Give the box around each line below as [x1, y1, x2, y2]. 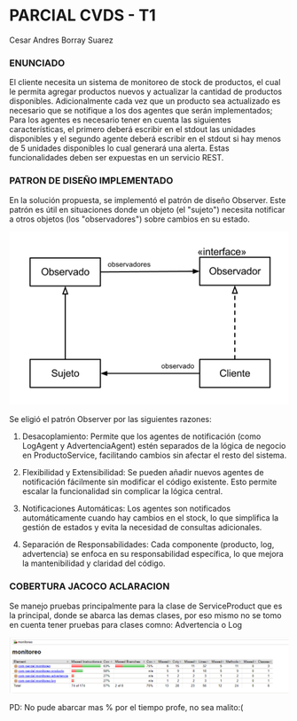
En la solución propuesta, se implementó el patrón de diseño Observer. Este [9, 194, 286, 205]
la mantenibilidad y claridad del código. [21, 558, 166, 568]
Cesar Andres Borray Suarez [9, 35, 113, 45]
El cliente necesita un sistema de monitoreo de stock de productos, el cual [9, 77, 281, 88]
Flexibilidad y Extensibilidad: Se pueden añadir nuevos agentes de [21, 467, 264, 478]
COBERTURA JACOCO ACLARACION [9, 580, 170, 592]
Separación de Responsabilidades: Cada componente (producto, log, [21, 539, 275, 550]
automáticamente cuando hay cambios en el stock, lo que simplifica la [21, 513, 279, 523]
